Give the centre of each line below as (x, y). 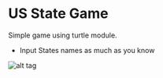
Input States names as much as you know (87, 50)
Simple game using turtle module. (63, 35)
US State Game (58, 14)
